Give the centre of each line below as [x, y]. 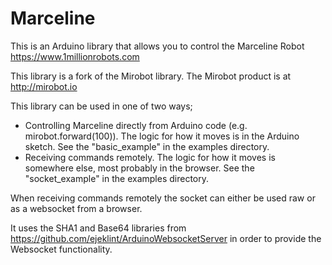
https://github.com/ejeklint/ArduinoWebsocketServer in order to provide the [166, 238]
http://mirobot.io [44, 86]
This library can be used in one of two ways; [101, 106]
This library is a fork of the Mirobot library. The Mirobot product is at [151, 76]
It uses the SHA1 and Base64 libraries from [98, 228]
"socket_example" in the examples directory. [116, 178]
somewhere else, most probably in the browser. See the [139, 168]
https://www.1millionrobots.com [75, 56]
